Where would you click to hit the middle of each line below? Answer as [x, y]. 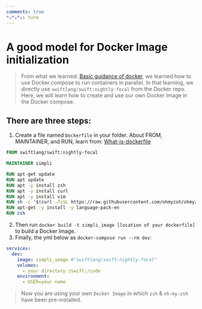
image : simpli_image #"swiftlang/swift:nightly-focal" [87, 259]
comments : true [25, 12]
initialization [38, 60]
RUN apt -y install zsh [36, 185]
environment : [33, 277]
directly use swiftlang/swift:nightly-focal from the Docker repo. [103, 89]
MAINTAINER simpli [29, 163]
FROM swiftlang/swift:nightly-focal [52, 153]
